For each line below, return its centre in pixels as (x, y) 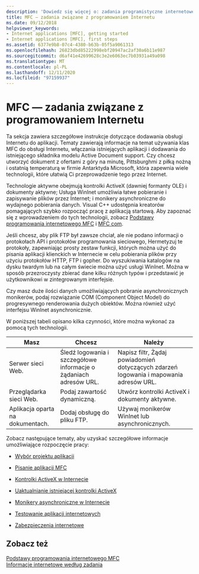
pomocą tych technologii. (37, 328)
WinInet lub (134, 417)
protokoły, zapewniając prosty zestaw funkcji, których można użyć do (91, 248)
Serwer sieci (26, 364)
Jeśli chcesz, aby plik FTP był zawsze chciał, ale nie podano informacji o (95, 235)
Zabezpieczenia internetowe (49, 525)
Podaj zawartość (84, 392)
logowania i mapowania (150, 375)
